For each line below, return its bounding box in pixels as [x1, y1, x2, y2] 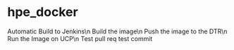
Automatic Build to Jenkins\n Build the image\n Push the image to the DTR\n [7, 27, 228, 35]
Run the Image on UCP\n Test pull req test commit [7, 34, 153, 42]
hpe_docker [7, 4, 79, 20]
